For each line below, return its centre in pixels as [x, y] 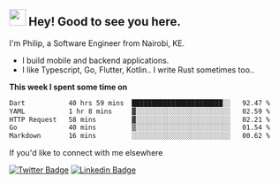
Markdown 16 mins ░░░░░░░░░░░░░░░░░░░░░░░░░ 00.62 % [140, 136]
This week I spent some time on [68, 87]
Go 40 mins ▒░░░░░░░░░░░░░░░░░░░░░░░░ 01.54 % [140, 128]
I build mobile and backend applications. [95, 60]
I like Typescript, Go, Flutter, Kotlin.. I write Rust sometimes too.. [138, 69]
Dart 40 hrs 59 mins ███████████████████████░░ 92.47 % [140, 103]
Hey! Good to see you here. [104, 22]
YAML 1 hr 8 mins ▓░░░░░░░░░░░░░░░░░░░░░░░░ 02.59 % [140, 111]
